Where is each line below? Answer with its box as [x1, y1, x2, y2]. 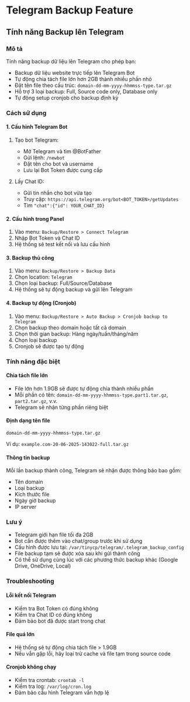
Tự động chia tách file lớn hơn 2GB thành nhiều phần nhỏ [14, 75, 152, 82]
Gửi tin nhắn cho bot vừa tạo [23, 189, 92, 196]
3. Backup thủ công [6, 254, 54, 261]
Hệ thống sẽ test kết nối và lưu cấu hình [14, 241, 110, 248]
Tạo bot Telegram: [14, 136, 59, 143]
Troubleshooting [6, 577, 54, 585]
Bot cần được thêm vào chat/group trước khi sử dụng [14, 538, 143, 545]
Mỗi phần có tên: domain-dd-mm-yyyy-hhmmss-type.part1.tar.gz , [14, 391, 168, 398]
